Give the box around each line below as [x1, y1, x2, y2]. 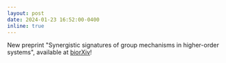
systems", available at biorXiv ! [7, 48, 93, 56]
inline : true [7, 22, 45, 29]
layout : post [7, 9, 45, 17]
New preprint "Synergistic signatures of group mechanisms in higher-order [7, 41, 220, 49]
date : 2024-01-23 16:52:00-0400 [7, 16, 100, 23]
